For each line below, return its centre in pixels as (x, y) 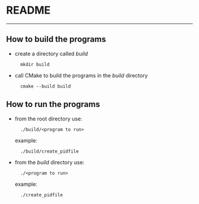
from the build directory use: (49, 162)
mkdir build (35, 64)
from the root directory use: (49, 118)
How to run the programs (53, 104)
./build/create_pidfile (49, 151)
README (28, 10)
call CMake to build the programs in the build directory (81, 75)
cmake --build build (46, 86)
